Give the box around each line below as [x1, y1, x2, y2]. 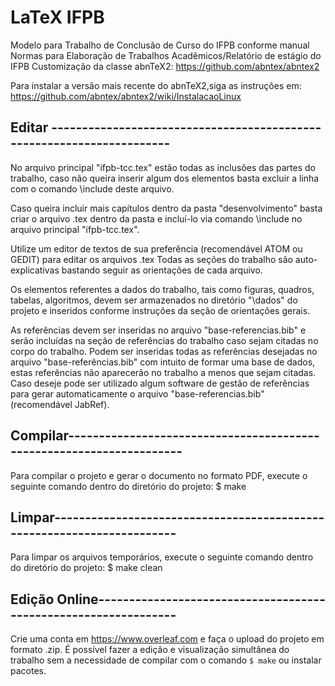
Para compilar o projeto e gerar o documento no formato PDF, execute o [10, 469, 308, 481]
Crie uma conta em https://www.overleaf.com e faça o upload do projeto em [10, 633, 325, 645]
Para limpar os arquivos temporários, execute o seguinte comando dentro [10, 551, 314, 563]
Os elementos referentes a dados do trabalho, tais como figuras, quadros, [10, 283, 315, 295]
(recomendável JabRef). [10, 398, 110, 410]
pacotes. [10, 665, 47, 677]
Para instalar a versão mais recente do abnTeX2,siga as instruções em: [10, 79, 302, 91]
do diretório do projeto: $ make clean [10, 562, 163, 574]
